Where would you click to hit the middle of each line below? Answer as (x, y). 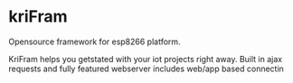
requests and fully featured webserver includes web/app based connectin (146, 69)
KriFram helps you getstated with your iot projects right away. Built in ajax (145, 59)
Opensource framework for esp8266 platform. (95, 41)
